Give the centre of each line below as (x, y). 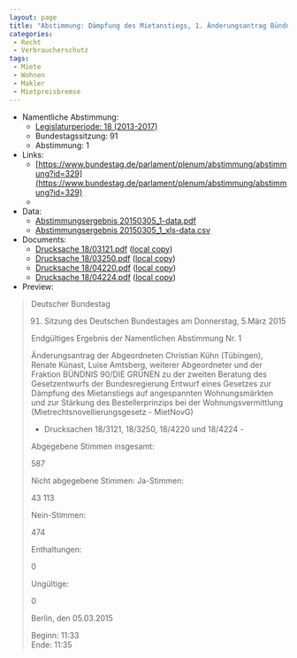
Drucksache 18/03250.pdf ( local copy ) (105, 258)
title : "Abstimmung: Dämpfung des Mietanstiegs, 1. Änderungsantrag (138, 26)
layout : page (33, 17)
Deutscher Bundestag (70, 303)
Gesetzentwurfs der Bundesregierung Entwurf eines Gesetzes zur (151, 383)
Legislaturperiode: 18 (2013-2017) (96, 126)
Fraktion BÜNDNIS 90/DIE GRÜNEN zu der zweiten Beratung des (149, 374)
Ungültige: (49, 584)
